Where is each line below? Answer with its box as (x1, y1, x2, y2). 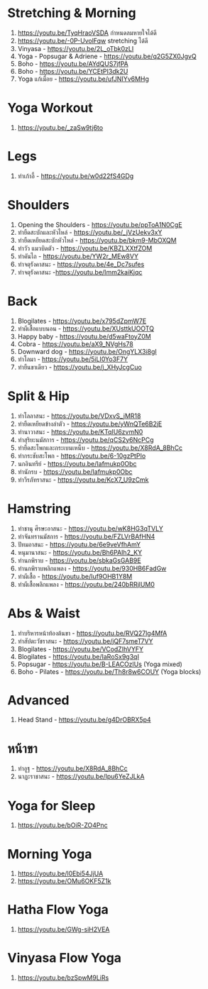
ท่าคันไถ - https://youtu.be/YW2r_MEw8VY (17, 252, 138, 260)
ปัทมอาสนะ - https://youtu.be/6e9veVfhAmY (17, 540, 141, 548)
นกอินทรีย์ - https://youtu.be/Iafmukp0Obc (17, 459, 137, 468)
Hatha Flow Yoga (7, 902, 109, 918)
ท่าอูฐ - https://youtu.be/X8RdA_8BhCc (17, 764, 128, 773)
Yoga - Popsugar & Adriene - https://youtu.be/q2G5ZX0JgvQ (17, 52, 197, 60)
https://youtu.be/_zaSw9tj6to (17, 123, 104, 132)
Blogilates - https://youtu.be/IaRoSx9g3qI (17, 652, 140, 661)
